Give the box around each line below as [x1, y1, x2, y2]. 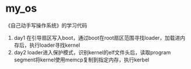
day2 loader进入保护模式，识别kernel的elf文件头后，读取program [13, 49, 171, 56]
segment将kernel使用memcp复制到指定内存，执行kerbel [13, 56, 150, 63]
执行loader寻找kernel [29, 42, 80, 49]
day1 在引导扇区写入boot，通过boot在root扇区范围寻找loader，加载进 [13, 34, 181, 41]
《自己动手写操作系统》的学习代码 [5, 22, 87, 29]
